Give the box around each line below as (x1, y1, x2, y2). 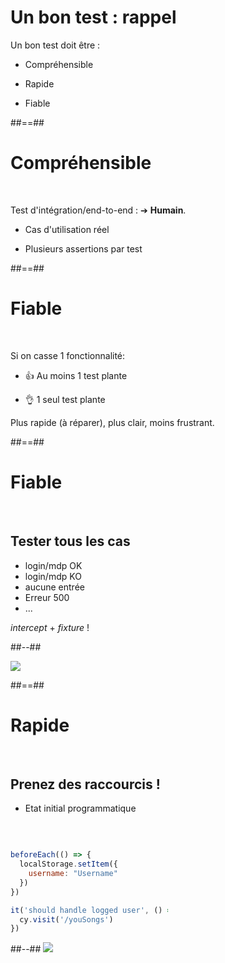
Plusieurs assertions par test (24, 242, 143, 255)
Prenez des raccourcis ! (10, 776, 161, 793)
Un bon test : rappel (10, 6, 177, 29)
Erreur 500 (24, 591, 70, 603)
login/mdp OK (24, 559, 83, 571)
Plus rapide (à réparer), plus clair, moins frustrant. (10, 416, 215, 428)
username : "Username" (28, 869, 118, 879)
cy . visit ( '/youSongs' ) (19, 914, 114, 925)
